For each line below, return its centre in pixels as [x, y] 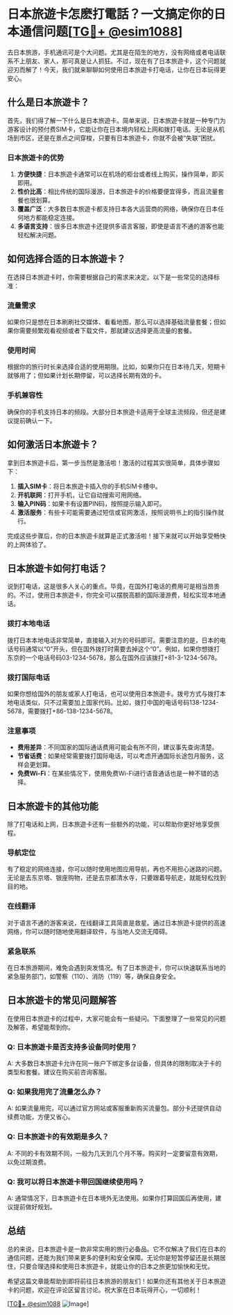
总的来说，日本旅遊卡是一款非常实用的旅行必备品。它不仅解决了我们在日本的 [116, 1249]
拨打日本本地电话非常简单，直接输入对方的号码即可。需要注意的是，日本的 [113, 640]
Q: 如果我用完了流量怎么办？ [55, 1092]
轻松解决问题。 [38, 235]
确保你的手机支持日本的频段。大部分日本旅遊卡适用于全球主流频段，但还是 [113, 412]
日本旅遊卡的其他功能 [53, 806]
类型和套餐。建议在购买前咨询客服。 [59, 1072]
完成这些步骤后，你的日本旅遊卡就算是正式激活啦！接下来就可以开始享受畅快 [116, 536]
